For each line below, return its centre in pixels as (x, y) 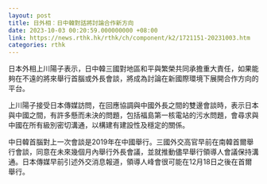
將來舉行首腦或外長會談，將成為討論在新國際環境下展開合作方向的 (151, 79)
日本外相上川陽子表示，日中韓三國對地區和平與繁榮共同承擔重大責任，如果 (130, 69)
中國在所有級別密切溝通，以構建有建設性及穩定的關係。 (99, 125)
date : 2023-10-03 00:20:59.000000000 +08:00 (83, 30)
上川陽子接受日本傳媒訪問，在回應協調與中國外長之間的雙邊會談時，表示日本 (133, 105)
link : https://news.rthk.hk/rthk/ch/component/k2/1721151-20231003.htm (129, 38)
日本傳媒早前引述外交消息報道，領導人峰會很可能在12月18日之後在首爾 (137, 162)
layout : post (30, 15)
